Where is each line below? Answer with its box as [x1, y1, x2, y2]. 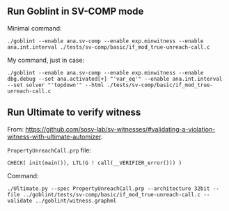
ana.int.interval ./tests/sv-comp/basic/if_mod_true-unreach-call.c [7, 43, 210, 51]
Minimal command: [7, 24, 62, 32]
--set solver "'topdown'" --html [7, 81, 104, 88]
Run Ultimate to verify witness [7, 107, 141, 118]
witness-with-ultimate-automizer [7, 132, 101, 141]
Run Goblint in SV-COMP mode [7, 6, 144, 17]
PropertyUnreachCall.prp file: [7, 146, 92, 154]
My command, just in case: [7, 56, 85, 64]
